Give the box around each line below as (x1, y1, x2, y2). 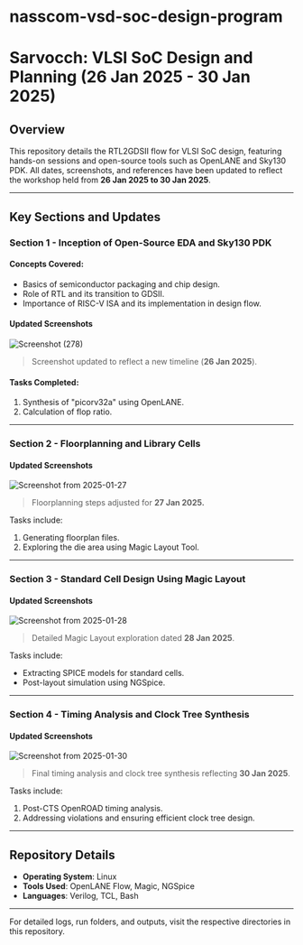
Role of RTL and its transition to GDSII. (22, 288, 165, 299)
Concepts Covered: (9, 259, 84, 270)
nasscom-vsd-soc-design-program (9, 6, 283, 27)
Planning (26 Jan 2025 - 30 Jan (9, 67, 251, 88)
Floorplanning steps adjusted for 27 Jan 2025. (31, 497, 205, 508)
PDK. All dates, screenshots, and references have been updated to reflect (9, 165, 283, 176)
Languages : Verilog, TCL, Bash (22, 891, 139, 902)
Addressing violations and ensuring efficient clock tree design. (22, 812, 255, 823)
